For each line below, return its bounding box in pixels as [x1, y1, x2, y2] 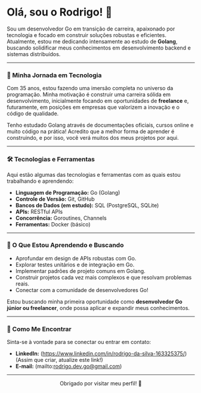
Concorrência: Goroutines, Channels [15, 214, 107, 222]
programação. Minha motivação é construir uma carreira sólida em [7, 91, 171, 98]
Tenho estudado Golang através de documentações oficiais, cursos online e [7, 122, 194, 129]
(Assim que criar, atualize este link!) [15, 357, 103, 364]
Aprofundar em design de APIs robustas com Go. [15, 254, 137, 262]
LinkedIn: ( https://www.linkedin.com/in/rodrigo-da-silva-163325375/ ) [15, 350, 187, 357]
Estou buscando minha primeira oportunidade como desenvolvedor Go [7, 298, 183, 305]
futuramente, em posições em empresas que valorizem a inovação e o [7, 104, 180, 111]
